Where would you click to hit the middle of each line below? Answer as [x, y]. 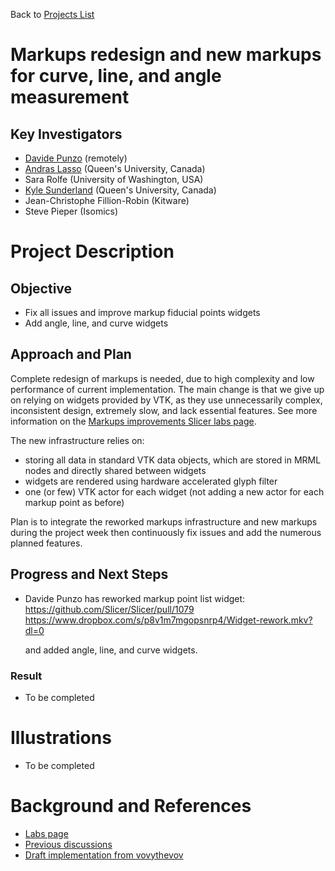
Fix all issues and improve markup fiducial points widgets [142, 312]
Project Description [92, 251]
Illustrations [61, 738]
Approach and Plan [71, 354]
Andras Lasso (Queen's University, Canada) [115, 168]
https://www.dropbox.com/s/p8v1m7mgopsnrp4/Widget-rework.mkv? [168, 620]
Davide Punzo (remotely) [76, 158]
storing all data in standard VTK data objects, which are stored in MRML [173, 460]
